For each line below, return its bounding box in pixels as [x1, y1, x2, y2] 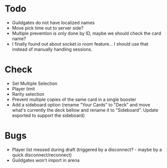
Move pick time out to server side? [12, 25, 84, 31]
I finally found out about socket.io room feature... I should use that [12, 41, 148, 47]
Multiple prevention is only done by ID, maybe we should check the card [12, 30, 161, 36]
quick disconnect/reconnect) [12, 151, 72, 158]
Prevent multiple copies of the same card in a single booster [12, 96, 136, 102]
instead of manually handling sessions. [12, 46, 93, 52]
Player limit [12, 86, 35, 92]
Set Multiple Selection [12, 80, 58, 86]
